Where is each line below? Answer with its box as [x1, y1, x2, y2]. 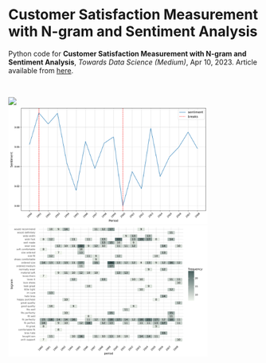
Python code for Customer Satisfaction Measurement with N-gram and [8, 49, 247, 58]
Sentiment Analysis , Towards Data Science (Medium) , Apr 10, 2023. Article [8, 57, 257, 67]
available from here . [8, 65, 74, 75]
